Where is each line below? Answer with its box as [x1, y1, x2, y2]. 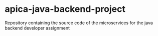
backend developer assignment [5, 25, 70, 31]
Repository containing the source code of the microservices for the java [5, 20, 153, 26]
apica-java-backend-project [5, 3, 126, 15]
